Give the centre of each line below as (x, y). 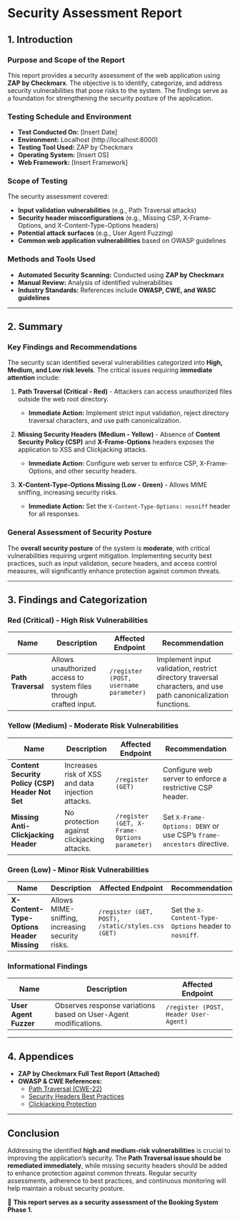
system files (71, 686)
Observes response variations (105, 1006)
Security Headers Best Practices (76, 1096)
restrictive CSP (187, 787)
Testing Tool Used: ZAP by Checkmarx (75, 147)
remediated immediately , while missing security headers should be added (117, 1165)
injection (79, 792)
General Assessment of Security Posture (80, 532)
